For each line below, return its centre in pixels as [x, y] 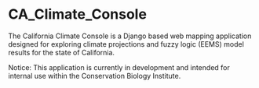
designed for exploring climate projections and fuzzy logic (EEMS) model [126, 44]
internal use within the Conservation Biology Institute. [95, 76]
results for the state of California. [62, 52]
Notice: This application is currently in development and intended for [119, 67]
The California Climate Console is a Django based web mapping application [130, 36]
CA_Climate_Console [78, 14]
